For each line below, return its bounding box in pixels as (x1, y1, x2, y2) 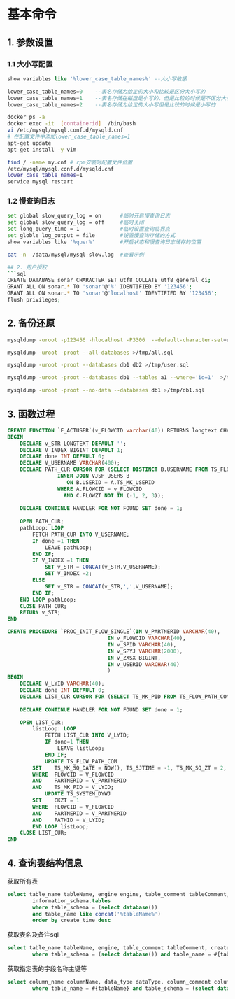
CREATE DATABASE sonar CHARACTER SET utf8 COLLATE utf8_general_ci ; (7, 277, 211, 284)
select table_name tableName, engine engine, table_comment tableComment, (7, 891, 230, 898)
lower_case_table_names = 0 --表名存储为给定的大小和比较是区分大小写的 (7, 88, 206, 95)
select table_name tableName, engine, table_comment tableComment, (7, 944, 208, 951)
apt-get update (7, 139, 52, 147)
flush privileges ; (7, 297, 61, 304)
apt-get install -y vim (7, 146, 77, 153)
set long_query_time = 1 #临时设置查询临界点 (7, 225, 170, 233)
